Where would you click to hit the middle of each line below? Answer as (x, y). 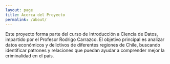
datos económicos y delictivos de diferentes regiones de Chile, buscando (83, 45)
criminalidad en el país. (30, 56)
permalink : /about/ (26, 19)
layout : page (19, 10)
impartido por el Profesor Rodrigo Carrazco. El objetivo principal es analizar (85, 39)
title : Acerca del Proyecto (35, 15)
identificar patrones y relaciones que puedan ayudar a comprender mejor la (85, 50)
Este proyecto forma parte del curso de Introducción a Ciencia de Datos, (82, 34)
